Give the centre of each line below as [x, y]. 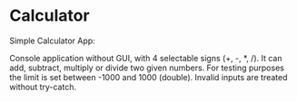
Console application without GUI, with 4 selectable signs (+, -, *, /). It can [146, 58]
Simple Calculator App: [52, 41]
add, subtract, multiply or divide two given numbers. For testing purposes [147, 68]
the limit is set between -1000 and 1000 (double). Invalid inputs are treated [148, 77]
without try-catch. [43, 87]
